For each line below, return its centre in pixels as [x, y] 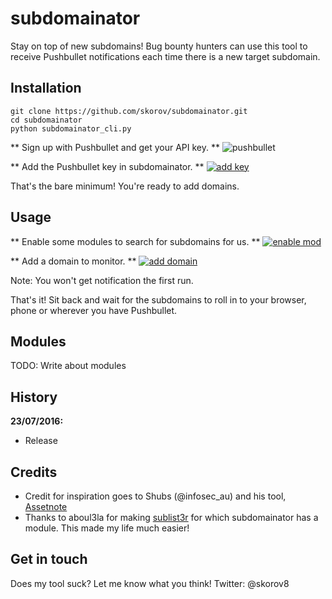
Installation [46, 88]
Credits [34, 472]
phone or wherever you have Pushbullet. [94, 310]
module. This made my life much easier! [107, 528]
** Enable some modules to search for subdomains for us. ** [135, 241]
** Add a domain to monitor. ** [73, 261]
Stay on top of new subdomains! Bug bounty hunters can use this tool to [159, 46]
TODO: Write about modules [68, 366]
